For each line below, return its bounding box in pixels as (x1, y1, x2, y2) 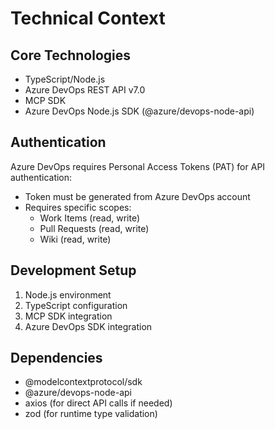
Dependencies (10, 350, 103, 367)
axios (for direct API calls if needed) (24, 397, 173, 409)
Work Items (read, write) (39, 212, 141, 224)
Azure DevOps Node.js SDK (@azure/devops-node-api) (24, 105, 255, 117)
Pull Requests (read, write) (39, 222, 150, 234)
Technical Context (10, 7, 166, 30)
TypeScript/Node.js (24, 73, 106, 85)
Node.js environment (24, 288, 112, 301)
